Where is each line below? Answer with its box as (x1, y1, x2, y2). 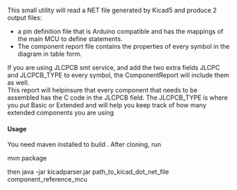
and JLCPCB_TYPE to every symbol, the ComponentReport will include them (7, 71, 229, 79)
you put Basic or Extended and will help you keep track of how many (7, 101, 207, 109)
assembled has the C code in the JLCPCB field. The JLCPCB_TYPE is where (7, 93, 228, 102)
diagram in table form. (17, 49, 83, 58)
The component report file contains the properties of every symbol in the (17, 42, 230, 50)
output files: (7, 13, 42, 22)
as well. (7, 78, 30, 87)
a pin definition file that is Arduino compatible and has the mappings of (17, 28, 224, 35)
